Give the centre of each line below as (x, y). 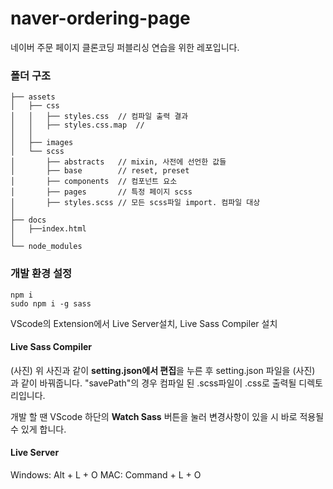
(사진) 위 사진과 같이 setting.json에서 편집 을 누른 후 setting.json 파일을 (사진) (163, 370)
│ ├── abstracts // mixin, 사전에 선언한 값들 (118, 162)
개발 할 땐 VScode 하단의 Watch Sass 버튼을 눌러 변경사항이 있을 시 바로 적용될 (167, 416)
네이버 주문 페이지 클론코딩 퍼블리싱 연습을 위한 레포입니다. (125, 47)
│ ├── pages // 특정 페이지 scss (101, 192)
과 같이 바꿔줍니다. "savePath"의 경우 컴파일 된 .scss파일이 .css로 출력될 (153, 383)
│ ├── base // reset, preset (100, 171)
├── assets (33, 97)
